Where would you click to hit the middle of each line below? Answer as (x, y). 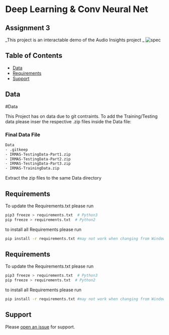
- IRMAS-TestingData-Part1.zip (38, 154)
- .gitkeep (17, 149)
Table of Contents (34, 56)
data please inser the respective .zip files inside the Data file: (68, 121)
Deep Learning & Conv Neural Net (77, 9)
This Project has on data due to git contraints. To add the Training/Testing (81, 116)
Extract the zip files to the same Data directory (53, 178)
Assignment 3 (28, 28)
